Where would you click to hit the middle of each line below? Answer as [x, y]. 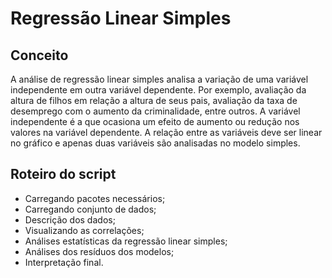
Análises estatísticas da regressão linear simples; [126, 241]
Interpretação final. [64, 262]
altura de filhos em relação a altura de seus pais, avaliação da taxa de [154, 100]
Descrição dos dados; [70, 219]
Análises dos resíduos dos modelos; [99, 251]
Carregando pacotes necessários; [95, 198]
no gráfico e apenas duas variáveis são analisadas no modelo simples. [155, 143]
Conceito [39, 55]
